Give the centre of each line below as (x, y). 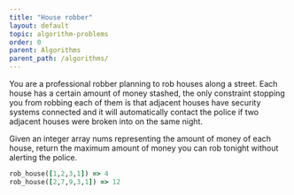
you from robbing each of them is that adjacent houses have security (135, 102)
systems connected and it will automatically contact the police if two (134, 112)
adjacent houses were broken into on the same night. (106, 121)
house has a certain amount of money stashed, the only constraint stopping (147, 93)
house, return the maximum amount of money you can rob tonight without (144, 148)
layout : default (39, 26)
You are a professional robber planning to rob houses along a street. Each (143, 84)
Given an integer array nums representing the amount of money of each (140, 139)
